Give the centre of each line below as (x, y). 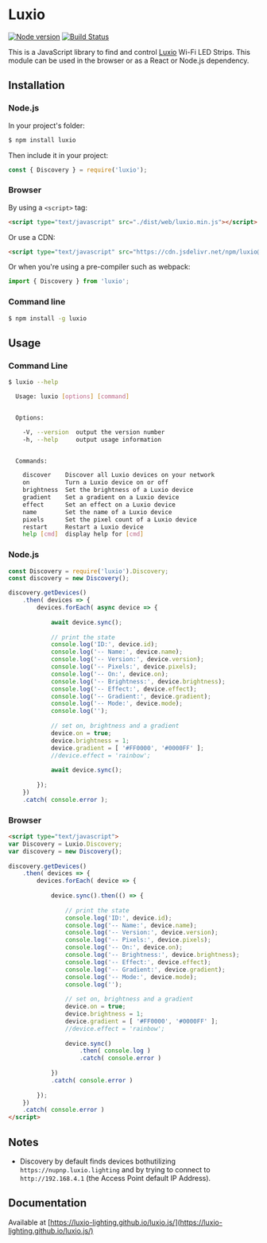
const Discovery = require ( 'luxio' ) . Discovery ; (89, 571)
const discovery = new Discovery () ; (69, 579)
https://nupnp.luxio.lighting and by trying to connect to (115, 1169)
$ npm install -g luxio (48, 318)
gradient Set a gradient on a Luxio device (101, 498)
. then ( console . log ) (115, 1051)
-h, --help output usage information (92, 440)
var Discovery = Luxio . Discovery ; (66, 844)
